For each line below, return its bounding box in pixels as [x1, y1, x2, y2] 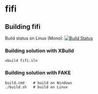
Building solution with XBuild [5, 47, 74, 54]
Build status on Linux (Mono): [5, 35, 64, 41]
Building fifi [5, 23, 41, 31]
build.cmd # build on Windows [5, 81, 72, 85]
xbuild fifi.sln [5, 58, 38, 63]
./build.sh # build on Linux [5, 84, 68, 90]
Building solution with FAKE [5, 69, 71, 76]
